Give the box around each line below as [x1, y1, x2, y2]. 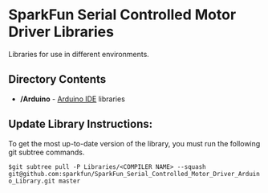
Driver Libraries [8, 23, 115, 41]
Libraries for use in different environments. [8, 49, 150, 59]
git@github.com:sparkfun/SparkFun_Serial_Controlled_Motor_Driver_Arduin [8, 170, 261, 178]
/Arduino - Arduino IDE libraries [19, 94, 126, 104]
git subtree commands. [8, 147, 85, 157]
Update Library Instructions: [8, 117, 153, 131]
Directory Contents [8, 72, 107, 86]
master [59, 177, 81, 185]
